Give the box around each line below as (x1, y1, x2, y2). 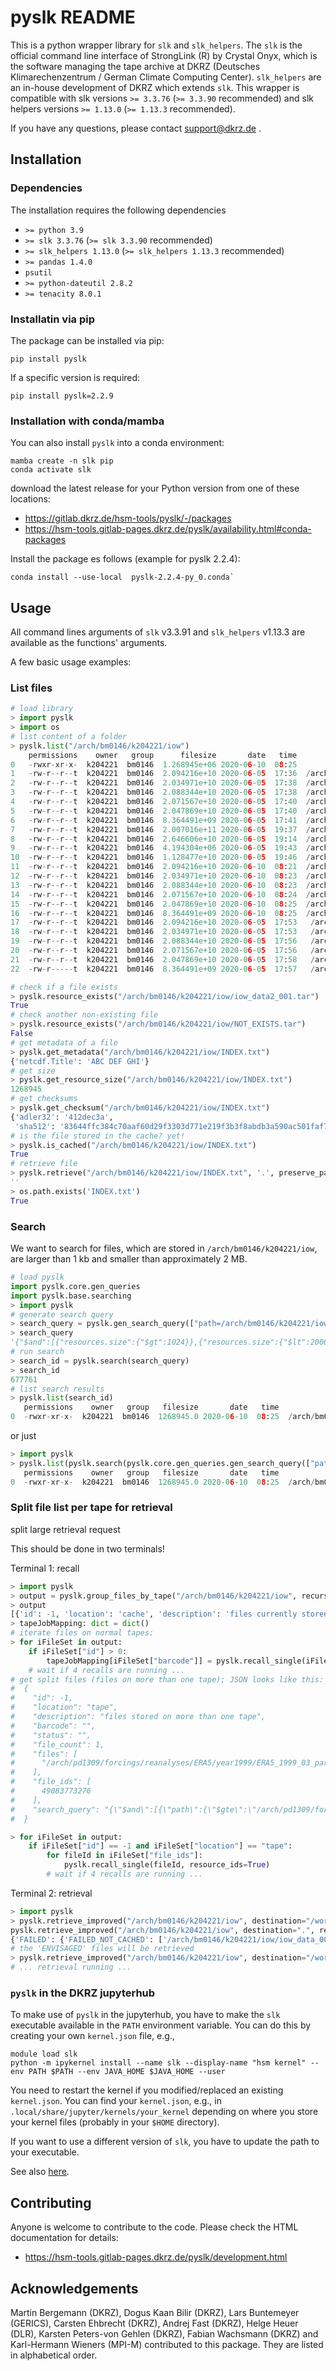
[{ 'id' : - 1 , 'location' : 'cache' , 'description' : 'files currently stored (10, 1609, 329, 1620)
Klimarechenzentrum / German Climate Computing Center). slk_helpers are (10, 71, 322, 83)
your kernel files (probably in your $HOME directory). (10, 2116, 220, 2128)
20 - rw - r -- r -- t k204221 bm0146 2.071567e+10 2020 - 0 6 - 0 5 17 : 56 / (10, 946, 316, 956)
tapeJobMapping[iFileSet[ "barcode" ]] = (46, 1656, 213, 1666)
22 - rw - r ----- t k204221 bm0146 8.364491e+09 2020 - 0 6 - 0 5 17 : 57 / (10, 964, 316, 974)
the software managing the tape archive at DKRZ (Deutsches (10, 60, 261, 72)
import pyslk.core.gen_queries (10, 1281, 141, 1291)
